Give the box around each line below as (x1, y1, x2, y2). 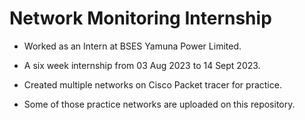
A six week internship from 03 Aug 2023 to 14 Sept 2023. (23, 59, 261, 71)
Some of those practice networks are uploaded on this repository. (23, 98, 296, 110)
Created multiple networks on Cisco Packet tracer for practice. (23, 78, 282, 91)
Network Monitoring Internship (9, 7, 272, 30)
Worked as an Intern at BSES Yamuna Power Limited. (23, 40, 242, 52)
